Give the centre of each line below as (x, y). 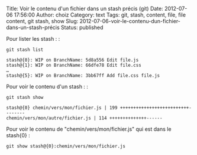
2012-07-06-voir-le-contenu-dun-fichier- (130, 21)
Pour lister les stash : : (33, 39)
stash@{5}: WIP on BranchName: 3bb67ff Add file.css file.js (83, 76)
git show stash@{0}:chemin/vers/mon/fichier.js (66, 146)
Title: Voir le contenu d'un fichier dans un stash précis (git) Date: (85, 9)
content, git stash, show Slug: (42, 21)
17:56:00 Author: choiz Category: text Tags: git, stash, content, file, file (100, 15)
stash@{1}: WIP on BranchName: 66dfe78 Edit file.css (74, 65)
